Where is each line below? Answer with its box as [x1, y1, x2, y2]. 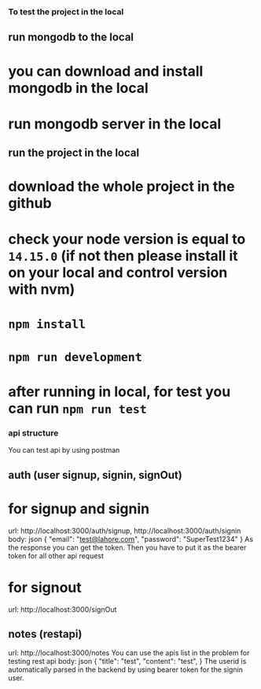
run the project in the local [8, 146, 140, 160]
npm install [8, 317, 86, 332]
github [8, 194, 53, 213]
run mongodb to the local [8, 31, 134, 44]
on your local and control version [8, 264, 228, 282]
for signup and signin [8, 499, 150, 517]
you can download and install [8, 62, 204, 80]
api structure [8, 428, 59, 439]
